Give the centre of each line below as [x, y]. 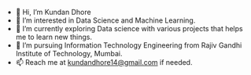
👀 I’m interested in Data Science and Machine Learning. [105, 20]
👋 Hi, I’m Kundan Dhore [54, 12]
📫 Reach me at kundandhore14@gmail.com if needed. [104, 62]
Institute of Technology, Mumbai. [69, 54]
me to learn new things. [54, 37]
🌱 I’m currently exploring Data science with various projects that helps [129, 29]
